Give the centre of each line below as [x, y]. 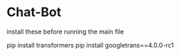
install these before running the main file [65, 31]
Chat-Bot [34, 12]
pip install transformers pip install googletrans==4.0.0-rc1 [90, 45]
